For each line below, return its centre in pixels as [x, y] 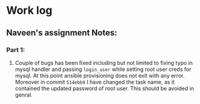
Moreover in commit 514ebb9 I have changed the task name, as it [95, 82]
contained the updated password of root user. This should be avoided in [105, 88]
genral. [24, 94]
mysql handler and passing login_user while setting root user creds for [103, 69]
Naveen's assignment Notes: [62, 33]
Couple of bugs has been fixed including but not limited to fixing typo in [104, 63]
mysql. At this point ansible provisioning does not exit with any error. [100, 75]
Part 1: [16, 50]
